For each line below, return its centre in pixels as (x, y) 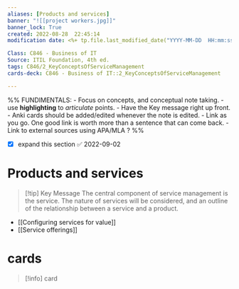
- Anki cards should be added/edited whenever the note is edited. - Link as (117, 115)
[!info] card (41, 278)
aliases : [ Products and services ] (59, 14)
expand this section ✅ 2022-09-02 (69, 144)
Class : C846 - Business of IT (52, 54)
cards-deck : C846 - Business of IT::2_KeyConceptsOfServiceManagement (114, 73)
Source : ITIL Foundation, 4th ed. (59, 60)
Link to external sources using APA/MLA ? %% (76, 130)
